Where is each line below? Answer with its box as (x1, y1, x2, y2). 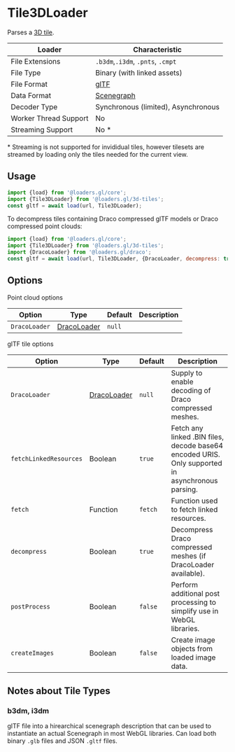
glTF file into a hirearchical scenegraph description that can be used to (7, 722, 212, 730)
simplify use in (171, 606, 219, 615)
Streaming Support (10, 125, 73, 134)
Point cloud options (7, 293, 64, 302)
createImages (10, 649, 55, 657)
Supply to (171, 368, 203, 377)
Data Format (10, 90, 52, 100)
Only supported (171, 458, 222, 468)
